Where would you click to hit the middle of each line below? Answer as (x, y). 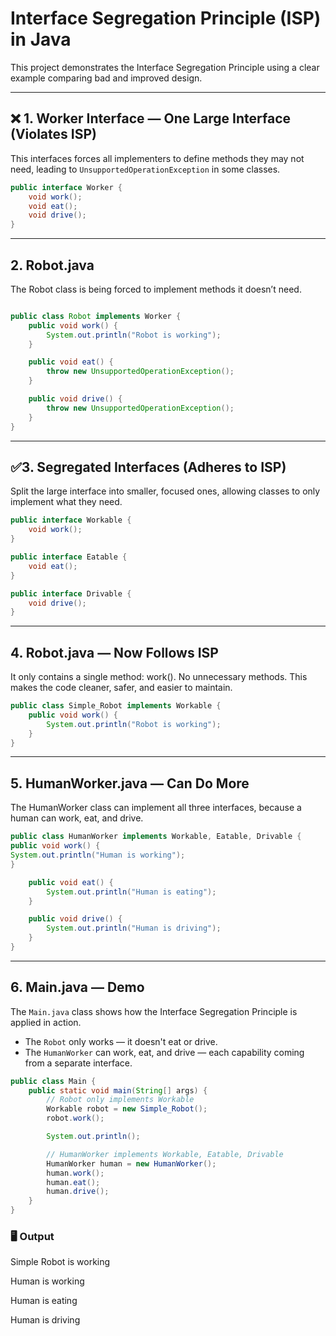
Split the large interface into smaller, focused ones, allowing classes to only (165, 491)
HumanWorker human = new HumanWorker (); (131, 1163)
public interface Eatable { (69, 557)
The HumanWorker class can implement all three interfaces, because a (156, 808)
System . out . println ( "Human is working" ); (98, 855)
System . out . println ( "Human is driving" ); (134, 928)
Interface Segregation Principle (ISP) (166, 18)
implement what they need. (66, 502)
